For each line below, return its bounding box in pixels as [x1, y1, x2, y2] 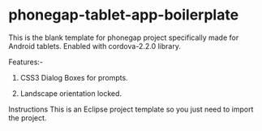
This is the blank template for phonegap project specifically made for [8, 33, 239, 42]
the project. [8, 112, 47, 123]
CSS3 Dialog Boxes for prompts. [19, 72, 128, 82]
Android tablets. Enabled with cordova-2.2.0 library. [8, 41, 181, 50]
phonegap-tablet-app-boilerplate [8, 6, 239, 24]
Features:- [8, 57, 43, 67]
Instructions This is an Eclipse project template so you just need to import [8, 104, 254, 114]
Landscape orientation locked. [19, 88, 122, 98]
